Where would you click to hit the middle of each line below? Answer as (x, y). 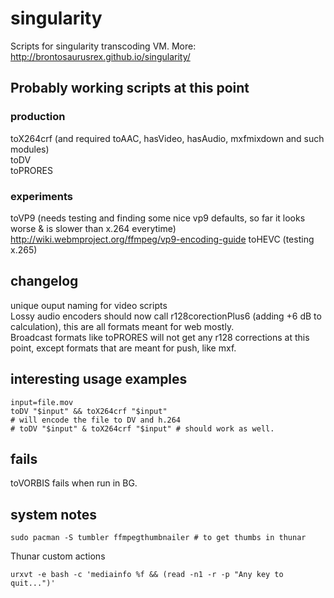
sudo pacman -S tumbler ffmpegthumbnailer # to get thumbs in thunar (158, 538)
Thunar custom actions (58, 556)
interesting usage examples (99, 379)
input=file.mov (42, 402)
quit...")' (33, 583)
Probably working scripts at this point (130, 88)
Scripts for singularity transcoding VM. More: (103, 46)
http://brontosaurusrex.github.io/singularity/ (100, 56)
